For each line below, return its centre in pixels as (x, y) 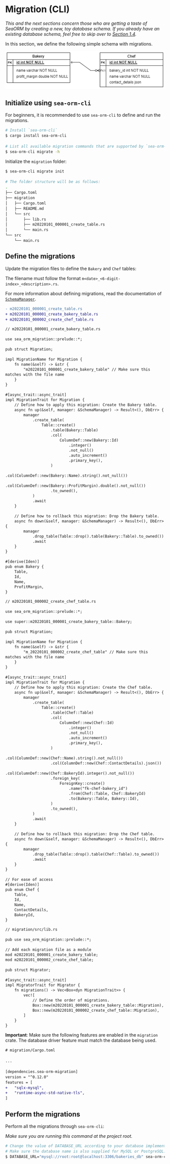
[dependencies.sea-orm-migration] (42, 1071)
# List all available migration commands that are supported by (74, 146)
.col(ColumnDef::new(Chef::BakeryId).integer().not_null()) (70, 774)
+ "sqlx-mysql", (25, 1088)
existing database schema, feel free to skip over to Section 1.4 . (71, 34)
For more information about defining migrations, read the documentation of (83, 293)
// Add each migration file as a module (49, 950)
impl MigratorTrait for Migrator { (43, 985)
